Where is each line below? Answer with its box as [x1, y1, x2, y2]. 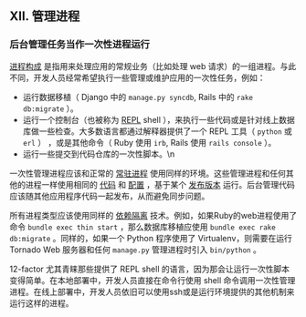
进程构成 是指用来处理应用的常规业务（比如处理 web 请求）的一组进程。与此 [9, 60, 297, 71]
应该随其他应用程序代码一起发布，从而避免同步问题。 [9, 190, 210, 201]
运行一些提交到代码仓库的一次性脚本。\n [22, 148, 175, 159]
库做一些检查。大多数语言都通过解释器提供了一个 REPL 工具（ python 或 [22, 126, 292, 137]
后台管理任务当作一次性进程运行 [9, 38, 151, 51]
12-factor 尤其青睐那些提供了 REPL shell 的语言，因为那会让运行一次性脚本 [9, 263, 290, 274]
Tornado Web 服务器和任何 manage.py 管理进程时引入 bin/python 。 [9, 244, 262, 255]
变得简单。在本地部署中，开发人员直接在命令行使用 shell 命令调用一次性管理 [9, 274, 296, 285]
